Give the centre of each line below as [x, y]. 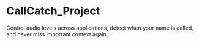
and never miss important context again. [57, 34]
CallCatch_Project [53, 11]
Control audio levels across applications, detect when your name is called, [100, 28]
